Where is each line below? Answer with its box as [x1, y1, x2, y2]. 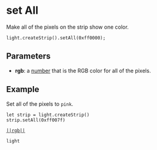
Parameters [6, 51, 51, 62]
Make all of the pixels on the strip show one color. [6, 23, 129, 30]
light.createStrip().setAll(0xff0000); [6, 35, 106, 41]
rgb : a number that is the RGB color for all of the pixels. [14, 67, 151, 74]
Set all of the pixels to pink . [6, 100, 74, 108]
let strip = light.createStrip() [6, 112, 90, 118]
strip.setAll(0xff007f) [6, 117, 66, 123]
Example [6, 84, 40, 94]
